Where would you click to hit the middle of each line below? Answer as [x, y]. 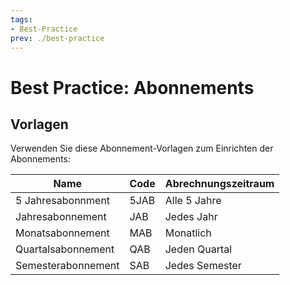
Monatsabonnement [62, 233]
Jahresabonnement [61, 217]
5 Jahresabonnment [63, 201]
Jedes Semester [203, 266]
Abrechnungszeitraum [219, 184]
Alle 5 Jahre [193, 201]
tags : [21, 19]
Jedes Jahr [191, 217]
